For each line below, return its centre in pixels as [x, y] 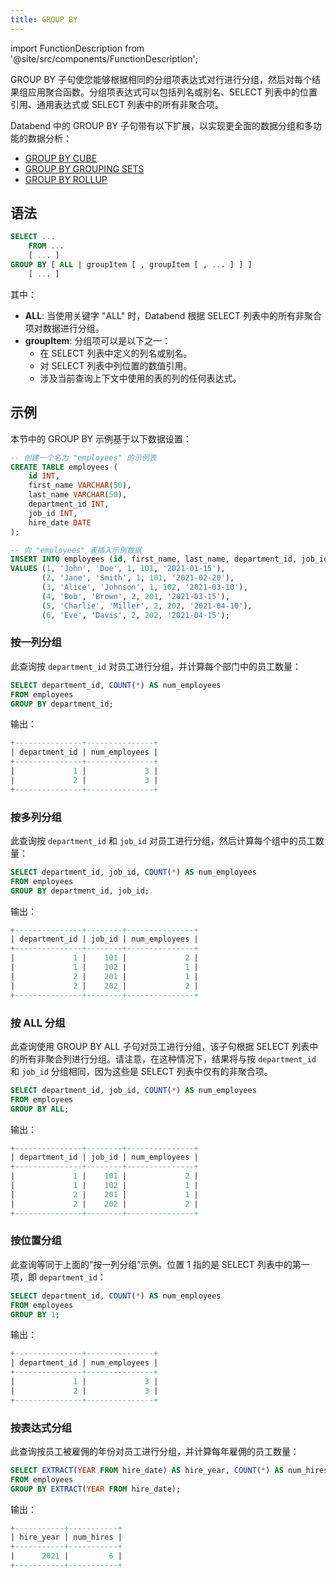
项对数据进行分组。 [64, 328]
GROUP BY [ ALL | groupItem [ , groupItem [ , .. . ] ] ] [131, 265]
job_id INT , [53, 513]
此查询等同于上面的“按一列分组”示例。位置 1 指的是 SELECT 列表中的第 [156, 1264]
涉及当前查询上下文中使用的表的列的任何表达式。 [140, 378]
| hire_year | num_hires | [66, 1537]
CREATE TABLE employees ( [64, 467]
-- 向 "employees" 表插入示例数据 [76, 550]
